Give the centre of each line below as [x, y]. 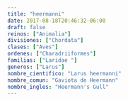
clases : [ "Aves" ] [33, 47]
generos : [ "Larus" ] [36, 67]
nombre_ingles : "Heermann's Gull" [58, 87]
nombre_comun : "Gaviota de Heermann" [63, 80]
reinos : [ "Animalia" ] [39, 34]
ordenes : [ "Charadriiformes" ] [52, 54]
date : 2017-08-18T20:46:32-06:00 [57, 21]
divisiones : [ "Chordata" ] [45, 41]
